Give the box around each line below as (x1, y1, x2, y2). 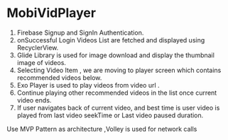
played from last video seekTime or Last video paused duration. (16, 111, 204, 119)
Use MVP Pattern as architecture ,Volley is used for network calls (6, 124, 197, 133)
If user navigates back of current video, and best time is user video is (16, 103, 220, 112)
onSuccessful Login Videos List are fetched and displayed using (16, 35, 205, 44)
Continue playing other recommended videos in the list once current (16, 88, 217, 97)
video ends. (16, 95, 52, 104)
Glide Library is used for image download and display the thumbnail (16, 51, 215, 59)
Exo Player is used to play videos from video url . (16, 81, 161, 89)
